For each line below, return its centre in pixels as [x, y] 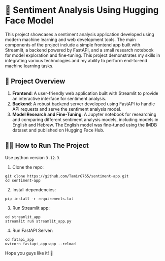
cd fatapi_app [20, 239]
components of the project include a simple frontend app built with [73, 44]
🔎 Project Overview [35, 81]
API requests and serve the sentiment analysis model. [67, 109]
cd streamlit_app [23, 217]
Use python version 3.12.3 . [33, 157]
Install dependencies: [34, 189]
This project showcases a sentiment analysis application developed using [80, 34]
